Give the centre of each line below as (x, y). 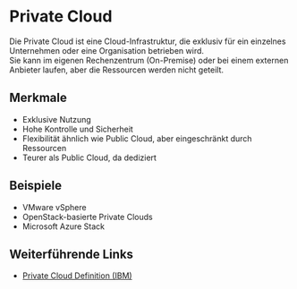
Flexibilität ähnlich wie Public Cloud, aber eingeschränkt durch (137, 138)
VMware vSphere (54, 207)
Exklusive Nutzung (56, 119)
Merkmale (38, 98)
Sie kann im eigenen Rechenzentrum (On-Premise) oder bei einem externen (149, 60)
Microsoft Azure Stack (64, 226)
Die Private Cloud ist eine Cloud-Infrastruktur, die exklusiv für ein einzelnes (148, 41)
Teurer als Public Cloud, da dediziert (89, 157)
